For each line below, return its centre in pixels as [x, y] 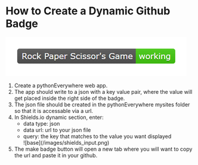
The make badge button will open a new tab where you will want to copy [103, 149]
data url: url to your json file [57, 130]
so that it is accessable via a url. [54, 111]
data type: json [41, 123]
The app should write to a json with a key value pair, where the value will [103, 91]
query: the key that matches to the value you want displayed [97, 136]
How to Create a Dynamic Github [88, 11]
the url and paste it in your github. [56, 155]
